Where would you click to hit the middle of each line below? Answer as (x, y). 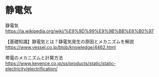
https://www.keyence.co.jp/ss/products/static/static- (61, 63)
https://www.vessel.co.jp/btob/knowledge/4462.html (61, 47)
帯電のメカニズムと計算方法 (34, 57)
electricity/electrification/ (31, 68)
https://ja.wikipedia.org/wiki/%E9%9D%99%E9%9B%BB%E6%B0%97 (79, 31)
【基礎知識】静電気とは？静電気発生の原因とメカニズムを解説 (70, 42)
